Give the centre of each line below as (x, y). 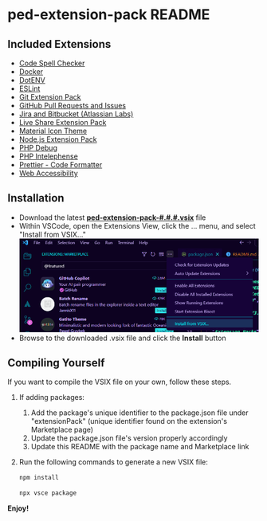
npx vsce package (48, 493)
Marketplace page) (62, 430)
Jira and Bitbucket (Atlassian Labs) (76, 114)
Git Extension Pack (50, 97)
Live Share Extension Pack (63, 122)
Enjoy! (18, 508)
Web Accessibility (49, 173)
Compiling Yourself (56, 363)
